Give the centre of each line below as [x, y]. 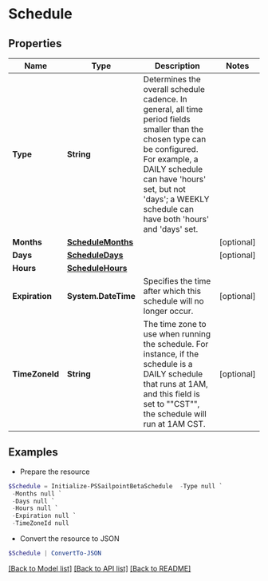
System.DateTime [101, 296]
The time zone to [175, 324]
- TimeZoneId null [40, 523]
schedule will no [174, 301]
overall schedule [174, 89]
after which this [172, 291]
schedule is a [168, 364]
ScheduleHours [97, 268]
